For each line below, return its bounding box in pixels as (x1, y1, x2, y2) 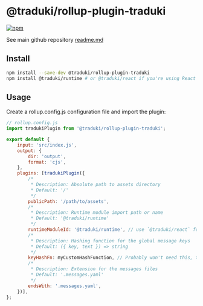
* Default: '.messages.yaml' (30, 271, 104, 278)
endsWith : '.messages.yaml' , (28, 283, 101, 289)
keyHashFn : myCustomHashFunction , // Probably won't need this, (28, 254, 193, 261)
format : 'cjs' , (28, 159, 66, 165)
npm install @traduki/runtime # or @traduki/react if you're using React (6, 75, 196, 81)
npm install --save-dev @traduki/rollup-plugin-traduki (6, 70, 150, 76)
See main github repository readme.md (6, 36, 104, 43)
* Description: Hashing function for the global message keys (30, 238, 190, 244)
